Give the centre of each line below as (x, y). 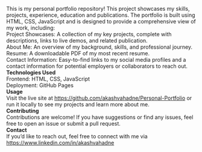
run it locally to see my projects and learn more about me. (78, 104)
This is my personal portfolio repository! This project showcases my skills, (98, 9)
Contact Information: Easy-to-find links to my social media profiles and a (96, 60)
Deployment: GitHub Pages (40, 85)
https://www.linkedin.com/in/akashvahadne (60, 143)
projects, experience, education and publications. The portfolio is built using (101, 15)
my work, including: (31, 28)
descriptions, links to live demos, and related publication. (77, 41)
